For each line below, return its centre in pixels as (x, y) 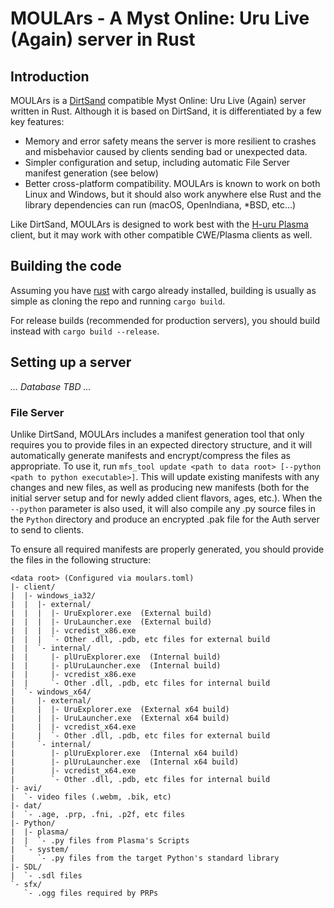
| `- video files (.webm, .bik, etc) (91, 797)
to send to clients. (47, 529)
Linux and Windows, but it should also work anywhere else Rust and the (173, 194)
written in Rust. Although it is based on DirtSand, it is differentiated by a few (166, 111)
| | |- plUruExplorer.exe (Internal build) (116, 657)
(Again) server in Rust (103, 39)
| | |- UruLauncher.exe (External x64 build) (120, 718)
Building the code (66, 266)
